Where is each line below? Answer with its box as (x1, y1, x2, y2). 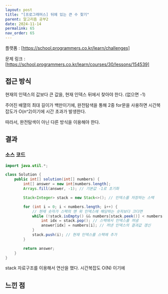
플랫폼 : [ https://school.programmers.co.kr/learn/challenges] (5, 45, 130, 51)
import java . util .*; (5, 163, 49, 168)
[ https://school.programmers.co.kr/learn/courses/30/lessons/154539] (5, 61, 149, 67)
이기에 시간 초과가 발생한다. (32, 108, 86, 114)
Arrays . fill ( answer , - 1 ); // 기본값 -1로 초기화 (23, 186, 119, 191)
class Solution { (5, 172, 42, 177)
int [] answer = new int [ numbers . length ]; (23, 182, 111, 187)
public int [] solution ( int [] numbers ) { (14, 177, 100, 182)
